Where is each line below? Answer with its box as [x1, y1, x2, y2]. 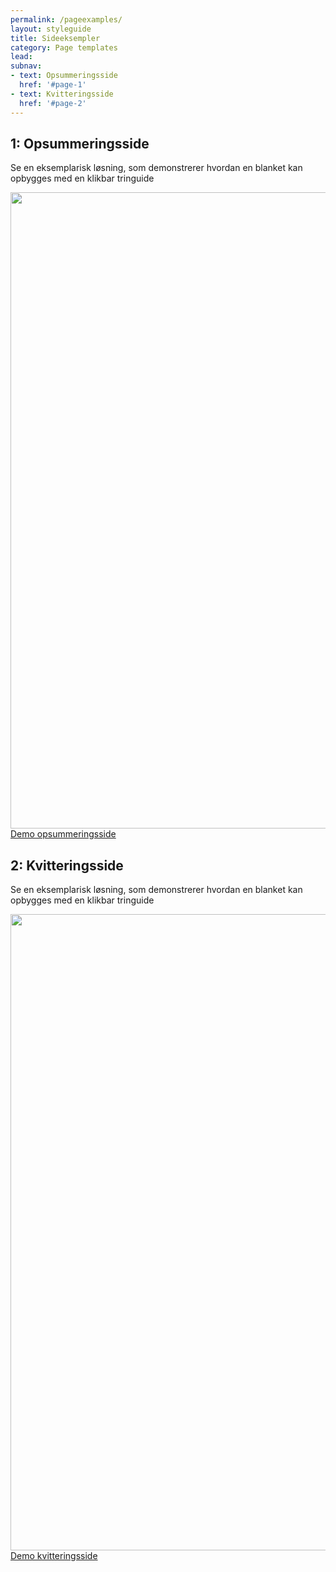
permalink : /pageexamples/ [10, 14, 123, 25]
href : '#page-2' [19, 98, 87, 108]
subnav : [10, 61, 43, 71]
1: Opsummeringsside [10, 135, 150, 152]
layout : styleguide [10, 24, 92, 34]
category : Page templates [10, 42, 118, 53]
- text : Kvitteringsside [10, 89, 114, 99]
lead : [10, 52, 33, 62]
